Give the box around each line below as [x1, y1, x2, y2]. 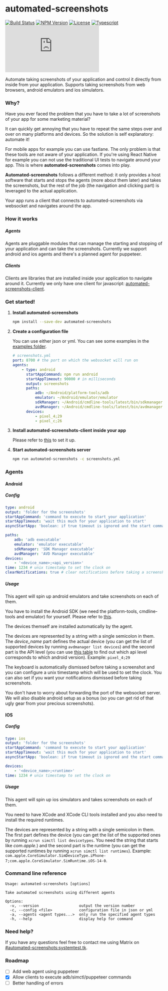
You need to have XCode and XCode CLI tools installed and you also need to [5, 811, 162, 817]
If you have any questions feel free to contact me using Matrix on [5, 939, 139, 945]
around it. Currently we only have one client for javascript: [5, 281, 125, 287]
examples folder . [12, 344, 47, 350]
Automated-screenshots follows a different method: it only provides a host [5, 172, 161, 178]
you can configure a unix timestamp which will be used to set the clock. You [5, 669, 162, 675]
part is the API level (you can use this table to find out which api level [5, 649, 147, 655]
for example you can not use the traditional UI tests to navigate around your [5, 157, 161, 163]
